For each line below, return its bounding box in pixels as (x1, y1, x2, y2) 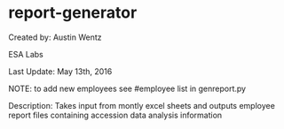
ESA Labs (8, 49, 43, 59)
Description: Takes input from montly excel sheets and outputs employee (8, 100, 276, 110)
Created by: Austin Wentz (8, 32, 103, 42)
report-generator (8, 3, 138, 23)
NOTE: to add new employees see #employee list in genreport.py (8, 83, 246, 94)
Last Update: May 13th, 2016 (8, 65, 113, 77)
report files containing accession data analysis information (8, 110, 223, 120)
